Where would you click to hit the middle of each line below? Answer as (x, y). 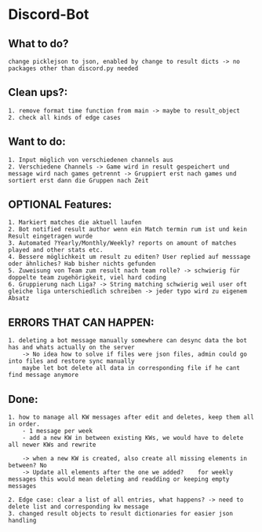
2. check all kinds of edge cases (65, 117)
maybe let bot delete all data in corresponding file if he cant (131, 368)
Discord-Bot (49, 15)
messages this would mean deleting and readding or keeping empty (119, 479)
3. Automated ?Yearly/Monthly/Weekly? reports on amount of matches (122, 243)
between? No (27, 466)
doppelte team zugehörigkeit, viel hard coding (87, 278)
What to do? (38, 44)
